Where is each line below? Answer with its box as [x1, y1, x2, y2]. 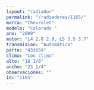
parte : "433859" [6, 47, 46, 53]
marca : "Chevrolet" [6, 20, 55, 25]
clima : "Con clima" [6, 53, 55, 59]
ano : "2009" [6, 31, 36, 37]
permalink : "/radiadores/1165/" [6, 14, 86, 20]
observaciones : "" [6, 69, 52, 75]
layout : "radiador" [6, 8, 55, 15]
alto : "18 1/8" [6, 58, 44, 64]
